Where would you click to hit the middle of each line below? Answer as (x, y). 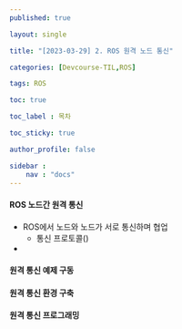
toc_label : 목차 (40, 117)
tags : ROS (28, 84)
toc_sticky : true (42, 133)
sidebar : (28, 166)
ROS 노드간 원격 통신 (46, 204)
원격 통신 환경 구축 (42, 293)
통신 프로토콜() (62, 238)
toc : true (28, 100)
